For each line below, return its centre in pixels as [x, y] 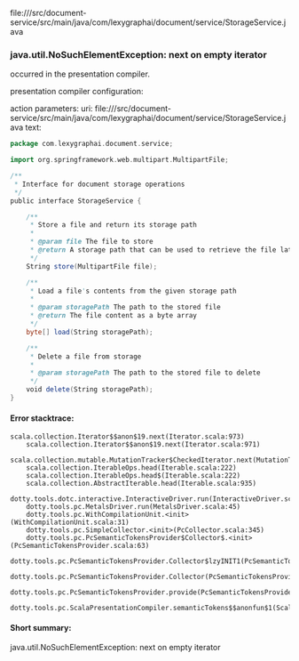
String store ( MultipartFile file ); [92, 266]
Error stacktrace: [42, 418]
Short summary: [41, 627]
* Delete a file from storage [86, 356]
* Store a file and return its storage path [114, 225]
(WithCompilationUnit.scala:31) [70, 523]
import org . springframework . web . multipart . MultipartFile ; [119, 160]
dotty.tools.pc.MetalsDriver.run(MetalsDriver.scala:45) [134, 507]
